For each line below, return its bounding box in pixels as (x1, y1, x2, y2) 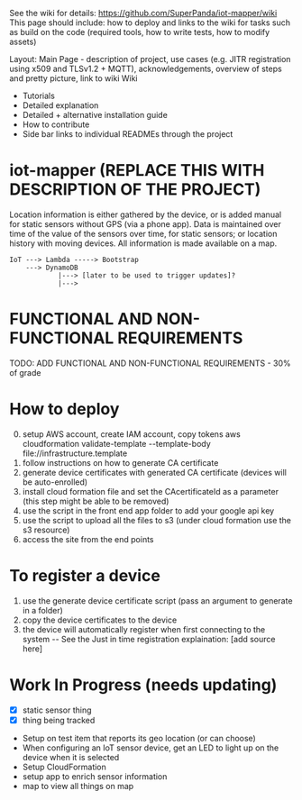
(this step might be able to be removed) (22, 495, 169, 506)
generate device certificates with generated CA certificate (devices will (22, 467, 287, 477)
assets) (9, 36, 37, 47)
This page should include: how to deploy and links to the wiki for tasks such (9, 17, 291, 28)
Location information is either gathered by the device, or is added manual (9, 209, 282, 220)
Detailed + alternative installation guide (22, 110, 169, 120)
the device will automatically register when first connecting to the (22, 623, 266, 634)
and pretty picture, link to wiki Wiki (9, 73, 138, 84)
